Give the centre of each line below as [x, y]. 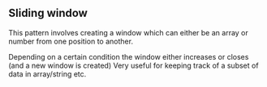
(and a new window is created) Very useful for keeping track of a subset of [133, 65]
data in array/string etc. [47, 74]
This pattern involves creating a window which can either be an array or [129, 32]
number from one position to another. [71, 41]
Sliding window [48, 13]
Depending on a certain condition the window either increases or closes [129, 56]
